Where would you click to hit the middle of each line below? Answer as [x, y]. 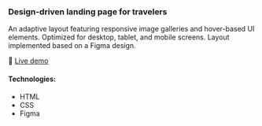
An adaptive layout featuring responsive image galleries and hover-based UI [131, 29]
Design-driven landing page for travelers [88, 12]
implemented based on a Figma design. [72, 46]
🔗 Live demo [28, 61]
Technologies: [32, 79]
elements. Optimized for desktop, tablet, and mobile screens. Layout [119, 37]
